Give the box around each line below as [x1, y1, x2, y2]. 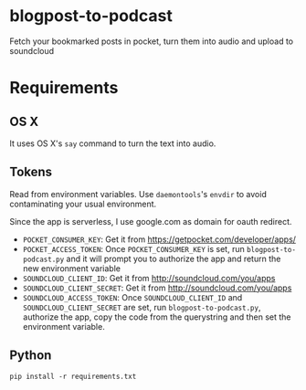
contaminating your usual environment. [9, 198, 157, 209]
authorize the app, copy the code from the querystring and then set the [22, 311, 291, 322]
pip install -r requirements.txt [9, 372, 137, 381]
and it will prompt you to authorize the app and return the [66, 253, 281, 264]
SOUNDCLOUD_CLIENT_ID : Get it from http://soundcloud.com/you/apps [22, 272, 276, 283]
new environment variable [22, 262, 121, 274]
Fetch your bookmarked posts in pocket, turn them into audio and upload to [9, 36, 294, 47]
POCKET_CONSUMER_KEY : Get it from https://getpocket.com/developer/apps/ [22, 234, 297, 245]
